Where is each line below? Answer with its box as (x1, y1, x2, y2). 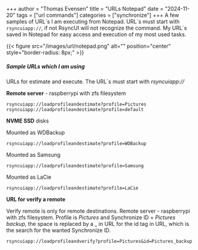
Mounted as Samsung (6, 151, 61, 158)
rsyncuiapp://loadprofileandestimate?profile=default (6, 106, 144, 112)
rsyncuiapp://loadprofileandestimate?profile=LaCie (6, 185, 138, 191)
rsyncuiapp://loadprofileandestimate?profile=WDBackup (6, 140, 147, 147)
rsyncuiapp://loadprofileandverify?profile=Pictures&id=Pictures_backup (6, 238, 193, 244)
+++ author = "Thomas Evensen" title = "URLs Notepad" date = (6, 5, 164, 12)
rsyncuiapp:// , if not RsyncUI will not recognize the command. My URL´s (6, 24, 187, 31)
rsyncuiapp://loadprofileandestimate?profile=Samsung (6, 162, 144, 168)
